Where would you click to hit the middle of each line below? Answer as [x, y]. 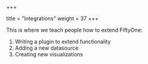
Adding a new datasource [47, 48]
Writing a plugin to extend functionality [63, 42]
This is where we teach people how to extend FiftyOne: [74, 30]
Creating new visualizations [49, 54]
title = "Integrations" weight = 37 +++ [52, 18]
